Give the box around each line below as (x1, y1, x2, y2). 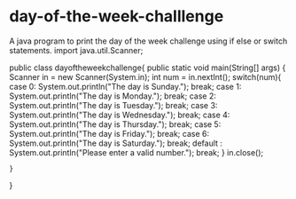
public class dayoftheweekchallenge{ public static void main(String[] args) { (9, 62, 286, 73)
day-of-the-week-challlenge (9, 6, 224, 27)
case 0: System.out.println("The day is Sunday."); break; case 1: (9, 81, 242, 92)
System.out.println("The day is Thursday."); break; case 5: (9, 118, 222, 130)
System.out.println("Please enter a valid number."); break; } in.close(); (9, 147, 264, 157)
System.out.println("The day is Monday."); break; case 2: (9, 91, 217, 101)
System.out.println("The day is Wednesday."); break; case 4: (9, 109, 230, 120)
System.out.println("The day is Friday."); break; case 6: (9, 128, 210, 139)
